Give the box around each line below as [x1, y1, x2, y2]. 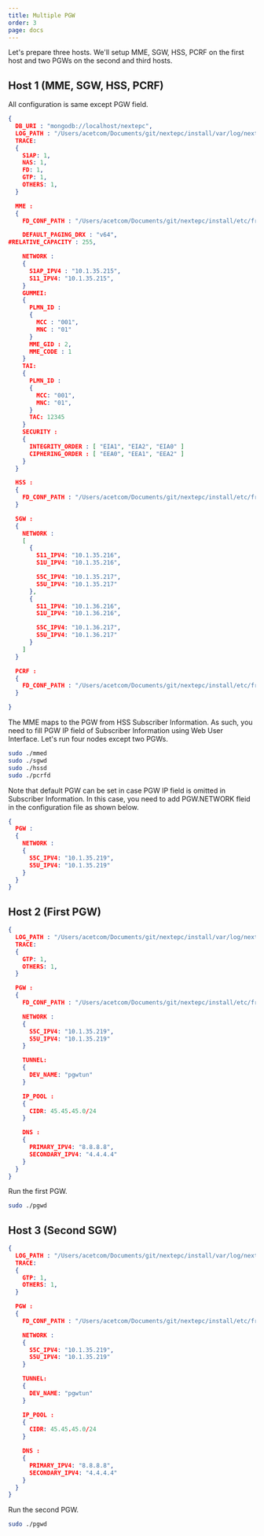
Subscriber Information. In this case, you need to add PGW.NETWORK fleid [8, 794, 251, 803]
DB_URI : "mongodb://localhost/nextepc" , [15, 123, 153, 131]
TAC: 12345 [28, 414, 65, 422]
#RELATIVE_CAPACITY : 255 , [8, 238, 97, 246]
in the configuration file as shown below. [8, 802, 139, 812]
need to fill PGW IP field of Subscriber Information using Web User [8, 726, 224, 735]
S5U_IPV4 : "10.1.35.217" [36, 580, 118, 588]
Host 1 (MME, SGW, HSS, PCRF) [8, 79, 164, 92]
